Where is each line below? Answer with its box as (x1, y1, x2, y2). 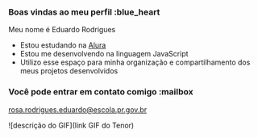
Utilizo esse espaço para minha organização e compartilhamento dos (19, 57, 251, 67)
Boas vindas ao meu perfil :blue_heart (8, 6, 160, 18)
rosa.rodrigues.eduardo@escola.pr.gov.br (8, 104, 148, 115)
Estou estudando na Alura (19, 40, 106, 50)
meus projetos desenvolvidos (19, 66, 119, 76)
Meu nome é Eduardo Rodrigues (8, 25, 116, 35)
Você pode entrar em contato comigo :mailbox (8, 86, 193, 98)
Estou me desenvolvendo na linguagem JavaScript (19, 49, 189, 59)
